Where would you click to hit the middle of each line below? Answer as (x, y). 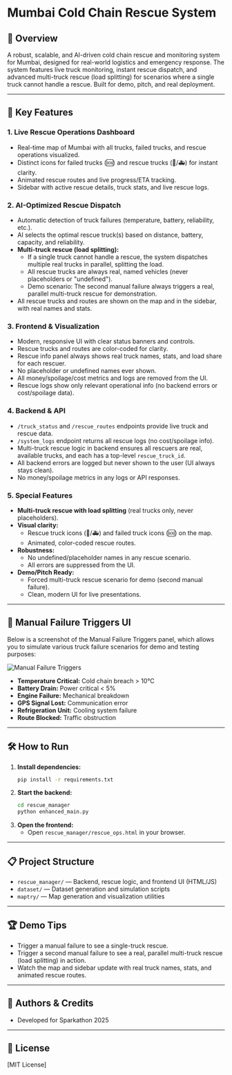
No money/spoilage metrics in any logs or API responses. (99, 477)
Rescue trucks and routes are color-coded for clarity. (93, 349)
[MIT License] (27, 1065)
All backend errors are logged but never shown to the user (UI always (116, 462)
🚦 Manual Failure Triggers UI (69, 623)
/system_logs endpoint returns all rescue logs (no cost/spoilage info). (115, 440)
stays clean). (35, 470)
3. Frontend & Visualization (54, 326)
